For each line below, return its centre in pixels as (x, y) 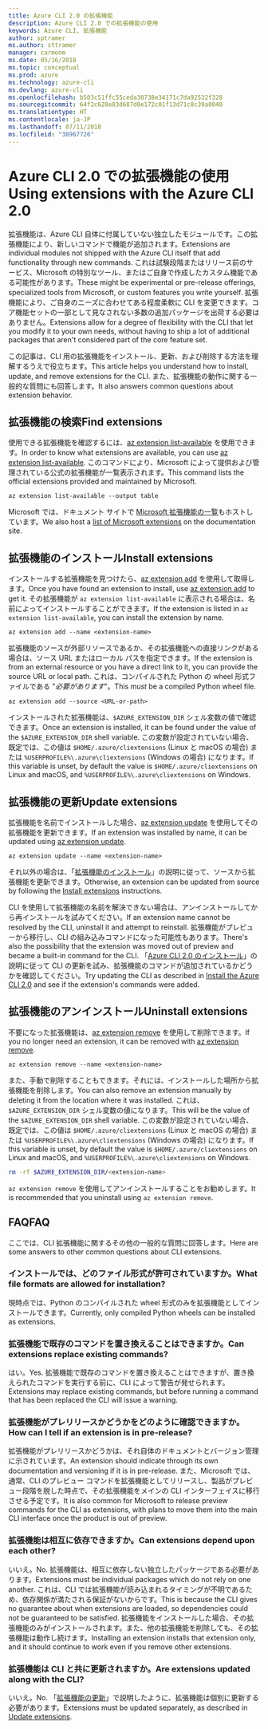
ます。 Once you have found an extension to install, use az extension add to (132, 589)
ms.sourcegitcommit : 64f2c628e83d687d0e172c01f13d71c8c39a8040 (116, 105)
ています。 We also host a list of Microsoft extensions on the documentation (132, 522)
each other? (32, 1551)
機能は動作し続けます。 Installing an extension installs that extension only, (135, 1637)
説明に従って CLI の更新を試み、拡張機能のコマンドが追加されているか (124, 965)
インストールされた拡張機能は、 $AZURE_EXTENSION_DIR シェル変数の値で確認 (132, 717)
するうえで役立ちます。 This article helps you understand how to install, (132, 366)
